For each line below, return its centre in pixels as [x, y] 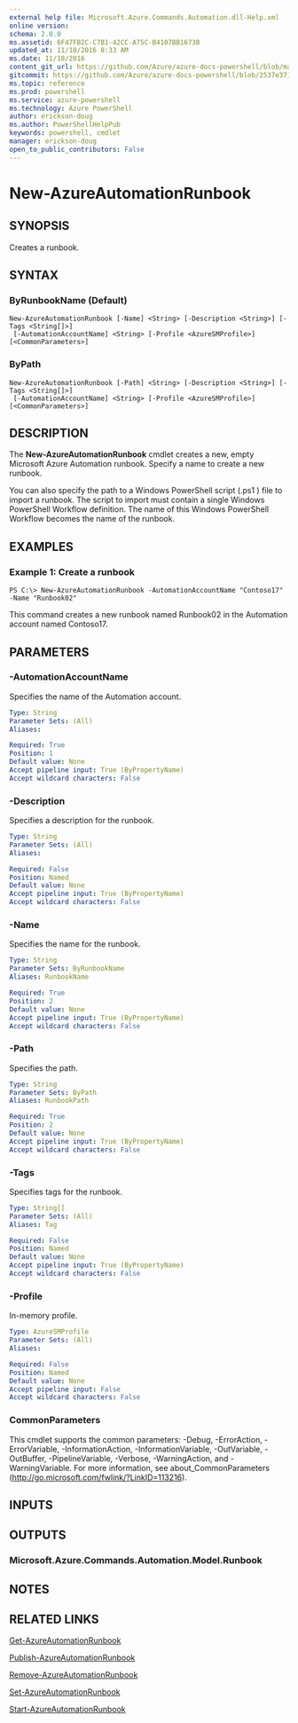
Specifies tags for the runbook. [66, 1192]
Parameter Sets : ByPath [53, 1092]
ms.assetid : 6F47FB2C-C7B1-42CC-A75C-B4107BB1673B [105, 42]
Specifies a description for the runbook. [82, 821]
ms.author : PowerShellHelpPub [65, 125]
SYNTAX [34, 275]
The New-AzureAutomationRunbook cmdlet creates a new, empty [132, 454]
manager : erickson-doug [53, 141]
